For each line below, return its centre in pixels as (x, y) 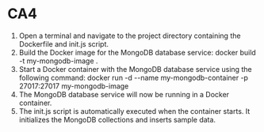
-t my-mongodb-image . (58, 61)
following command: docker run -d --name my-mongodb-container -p (134, 77)
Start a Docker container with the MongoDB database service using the (135, 69)
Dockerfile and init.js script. (63, 43)
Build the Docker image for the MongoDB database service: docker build (138, 52)
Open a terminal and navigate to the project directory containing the (130, 36)
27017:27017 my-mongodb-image (74, 86)
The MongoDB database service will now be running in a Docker (124, 94)
